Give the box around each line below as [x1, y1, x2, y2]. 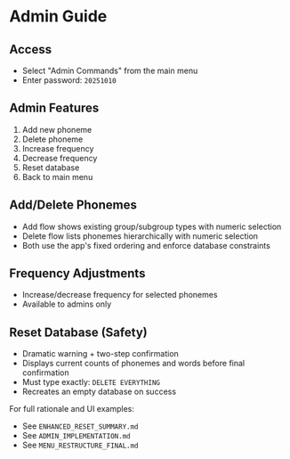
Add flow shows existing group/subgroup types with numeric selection [21, 221, 282, 232]
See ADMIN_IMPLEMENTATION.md [21, 430, 131, 441]
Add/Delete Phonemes [9, 198, 138, 213]
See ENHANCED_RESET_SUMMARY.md [21, 421, 140, 431]
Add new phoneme [21, 124, 93, 135]
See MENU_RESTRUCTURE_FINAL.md [21, 439, 140, 451]
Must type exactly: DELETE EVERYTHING [21, 377, 160, 388]
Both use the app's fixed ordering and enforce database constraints [21, 240, 271, 250]
